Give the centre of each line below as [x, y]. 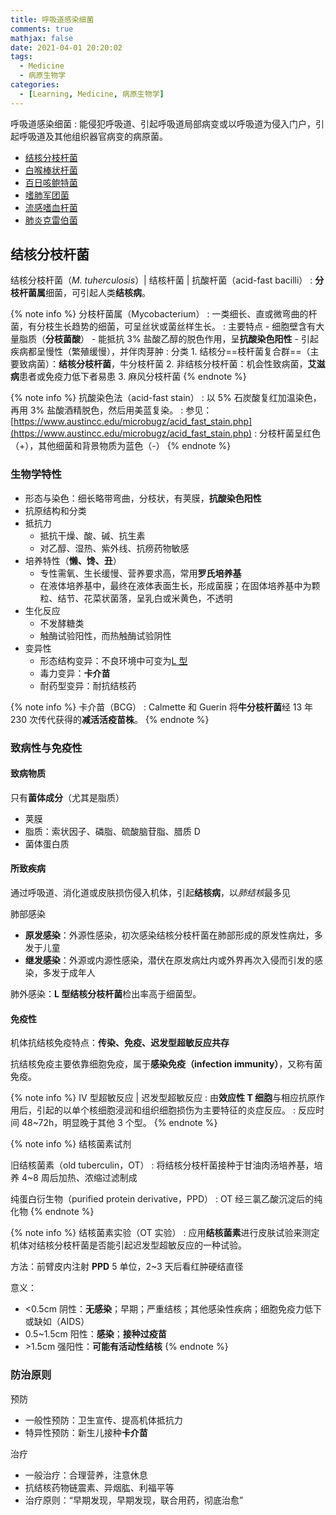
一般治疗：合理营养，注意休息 [86, 1475]
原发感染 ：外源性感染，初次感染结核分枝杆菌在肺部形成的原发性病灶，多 [173, 935]
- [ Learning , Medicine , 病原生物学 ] [92, 94]
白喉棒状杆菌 [51, 170]
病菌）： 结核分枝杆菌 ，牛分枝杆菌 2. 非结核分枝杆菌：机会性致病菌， [167, 364]
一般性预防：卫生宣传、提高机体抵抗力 [103, 1420]
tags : [21, 57]
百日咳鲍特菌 [51, 182]
